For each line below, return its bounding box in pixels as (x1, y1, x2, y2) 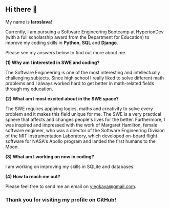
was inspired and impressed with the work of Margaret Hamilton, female (5, 121, 158, 128)
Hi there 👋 (5, 5, 37, 14)
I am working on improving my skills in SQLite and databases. (5, 163, 135, 170)
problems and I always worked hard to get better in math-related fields (5, 80, 155, 86)
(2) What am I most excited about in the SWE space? (5, 95, 119, 101)
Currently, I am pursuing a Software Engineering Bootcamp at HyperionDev (5, 29, 164, 35)
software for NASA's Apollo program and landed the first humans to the (5, 138, 156, 144)
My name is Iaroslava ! (5, 18, 52, 25)
